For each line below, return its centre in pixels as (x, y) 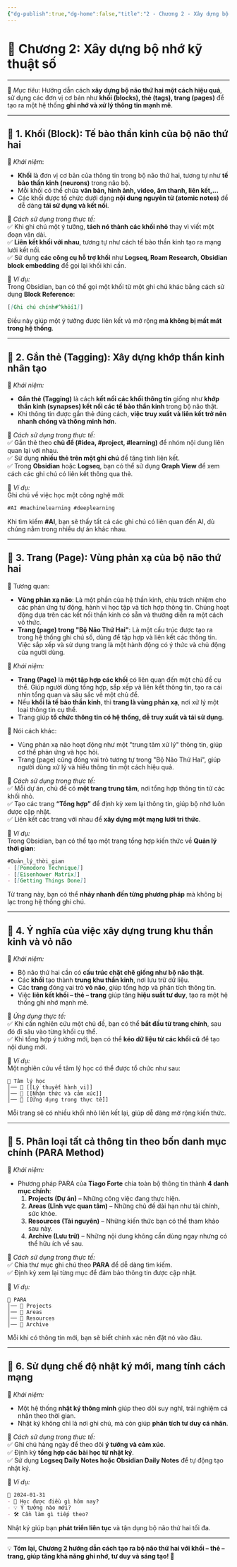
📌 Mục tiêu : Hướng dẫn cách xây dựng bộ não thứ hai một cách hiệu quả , (115, 90)
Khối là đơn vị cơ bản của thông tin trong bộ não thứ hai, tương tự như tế (123, 176)
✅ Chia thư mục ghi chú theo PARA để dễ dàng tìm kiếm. (90, 1265)
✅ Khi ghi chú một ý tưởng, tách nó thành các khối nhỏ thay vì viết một (111, 227)
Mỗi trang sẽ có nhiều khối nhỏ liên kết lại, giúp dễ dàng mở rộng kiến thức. (117, 1113)
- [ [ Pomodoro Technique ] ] (45, 868)
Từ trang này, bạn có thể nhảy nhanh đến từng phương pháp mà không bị (115, 894)
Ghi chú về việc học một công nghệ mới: (66, 495)
